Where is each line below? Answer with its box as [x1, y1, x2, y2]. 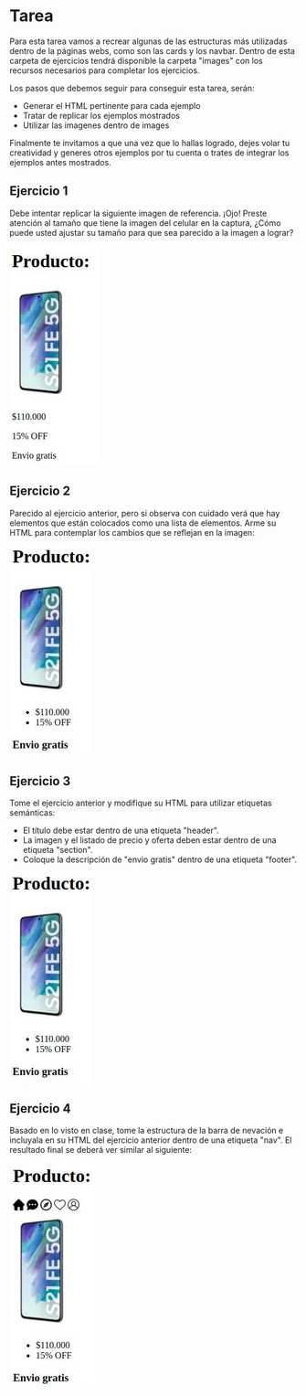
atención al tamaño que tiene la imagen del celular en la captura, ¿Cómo [9, 217, 281, 229]
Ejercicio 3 [9, 773, 71, 789]
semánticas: [9, 807, 56, 818]
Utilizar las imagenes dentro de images [22, 120, 170, 131]
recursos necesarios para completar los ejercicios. [9, 65, 200, 76]
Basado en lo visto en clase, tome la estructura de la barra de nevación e [9, 1125, 284, 1136]
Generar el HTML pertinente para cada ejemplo [22, 100, 201, 111]
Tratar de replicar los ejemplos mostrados [22, 110, 181, 121]
